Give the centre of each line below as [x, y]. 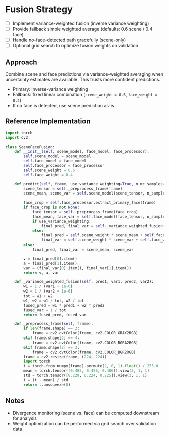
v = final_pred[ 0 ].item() [51, 259]
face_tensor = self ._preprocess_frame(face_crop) [85, 212]
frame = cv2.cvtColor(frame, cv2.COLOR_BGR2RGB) [84, 352]
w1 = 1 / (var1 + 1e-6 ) [48, 286]
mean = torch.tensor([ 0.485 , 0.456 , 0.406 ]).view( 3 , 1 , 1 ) [87, 371]
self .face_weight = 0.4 [48, 175]
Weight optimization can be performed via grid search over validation [84, 423]
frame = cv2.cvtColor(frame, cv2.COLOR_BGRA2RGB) [85, 343]
